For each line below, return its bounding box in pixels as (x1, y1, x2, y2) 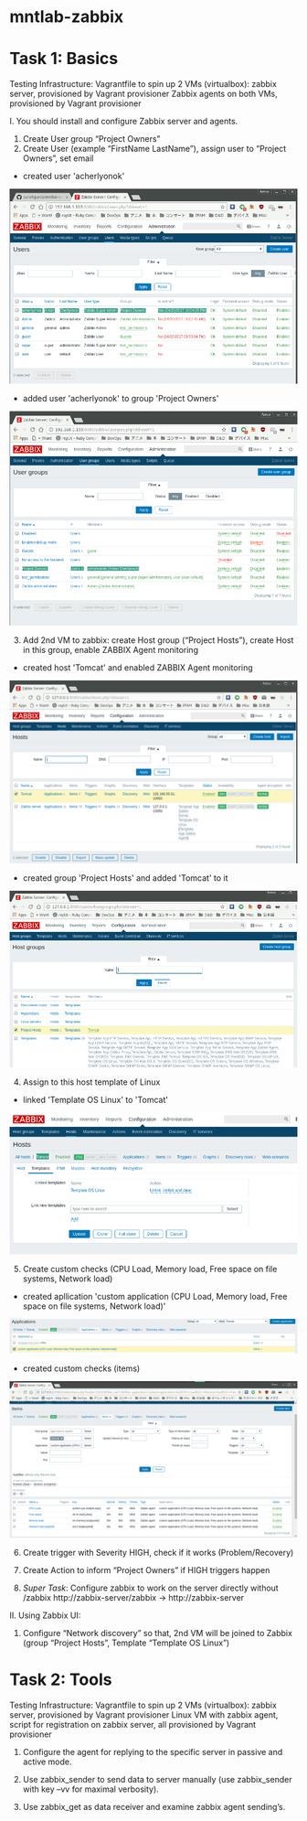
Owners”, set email (22, 153, 94, 164)
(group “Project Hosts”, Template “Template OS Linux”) (22, 1637, 230, 1648)
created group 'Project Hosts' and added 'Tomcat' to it (22, 872, 228, 884)
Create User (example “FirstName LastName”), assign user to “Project (22, 144, 287, 155)
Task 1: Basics (9, 48, 119, 70)
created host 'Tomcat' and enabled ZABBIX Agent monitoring (22, 661, 253, 673)
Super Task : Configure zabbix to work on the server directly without (22, 1582, 279, 1593)
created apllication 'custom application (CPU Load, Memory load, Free (22, 1291, 288, 1302)
